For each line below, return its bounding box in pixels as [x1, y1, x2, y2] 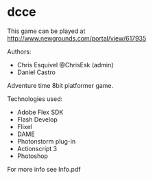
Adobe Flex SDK [16, 108, 64, 116]
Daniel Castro [16, 68, 56, 76]
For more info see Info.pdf [7, 165, 81, 173]
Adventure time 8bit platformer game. [7, 81, 114, 89]
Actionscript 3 [16, 144, 58, 153]
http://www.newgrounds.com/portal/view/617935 [7, 34, 147, 42]
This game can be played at [7, 27, 86, 35]
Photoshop [16, 152, 48, 160]
